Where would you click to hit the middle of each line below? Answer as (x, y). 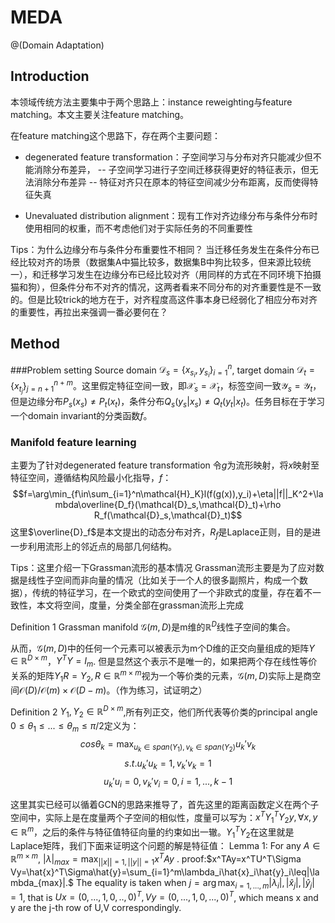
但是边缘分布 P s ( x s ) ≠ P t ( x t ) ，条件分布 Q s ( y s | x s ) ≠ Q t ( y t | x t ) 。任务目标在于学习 (168, 403)
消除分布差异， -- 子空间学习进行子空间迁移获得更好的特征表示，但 (171, 169)
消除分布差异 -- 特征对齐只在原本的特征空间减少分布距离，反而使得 (171, 182)
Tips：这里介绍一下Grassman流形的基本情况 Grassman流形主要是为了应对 (163, 568)
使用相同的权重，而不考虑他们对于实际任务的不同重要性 (138, 228)
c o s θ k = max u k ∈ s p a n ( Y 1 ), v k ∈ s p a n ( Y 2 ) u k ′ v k (168, 745)
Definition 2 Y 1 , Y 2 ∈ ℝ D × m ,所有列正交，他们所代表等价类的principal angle (164, 712)
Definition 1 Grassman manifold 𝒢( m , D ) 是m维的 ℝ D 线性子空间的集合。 (153, 626)
